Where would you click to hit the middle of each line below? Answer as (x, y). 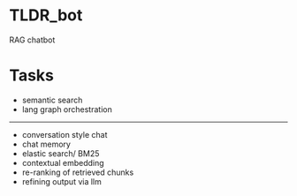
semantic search (52, 100)
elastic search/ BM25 (61, 153)
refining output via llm (61, 181)
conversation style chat (65, 134)
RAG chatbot (32, 40)
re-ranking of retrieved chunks (78, 172)
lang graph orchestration (67, 109)
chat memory (46, 144)
